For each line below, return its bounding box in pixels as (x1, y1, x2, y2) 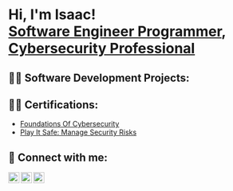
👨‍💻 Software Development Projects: (8, 71, 190, 84)
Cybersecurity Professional (8, 40, 195, 57)
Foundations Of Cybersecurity (19, 119, 120, 129)
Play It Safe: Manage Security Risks (19, 127, 137, 137)
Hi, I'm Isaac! (8, 6, 97, 24)
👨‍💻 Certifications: (8, 98, 99, 111)
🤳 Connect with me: (8, 150, 108, 164)
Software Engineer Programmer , (8, 22, 226, 41)
